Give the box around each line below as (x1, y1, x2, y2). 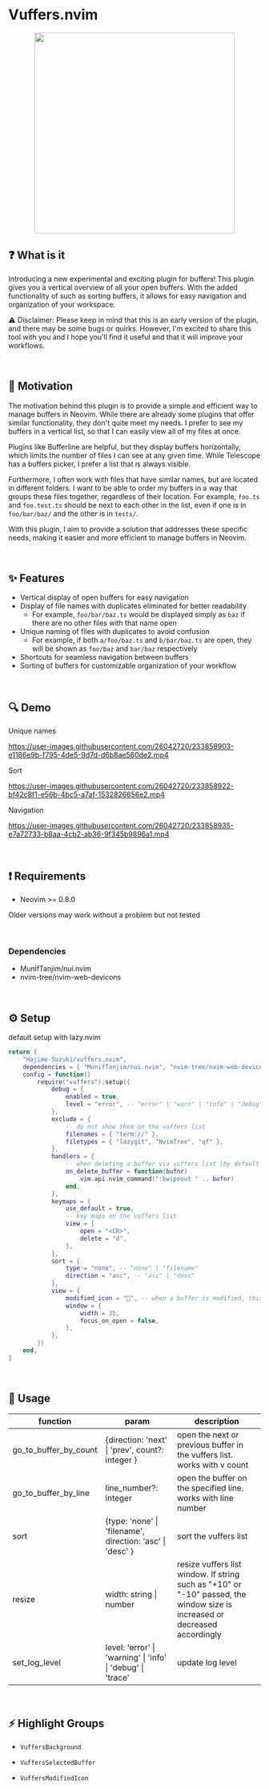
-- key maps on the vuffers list (65, 1212, 178, 1221)
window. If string (177, 1568, 240, 1580)
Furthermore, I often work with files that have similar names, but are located (8, 474, 259, 484)
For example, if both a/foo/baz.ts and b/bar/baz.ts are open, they (31, 636, 252, 645)
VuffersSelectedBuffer (19, 1759, 96, 1767)
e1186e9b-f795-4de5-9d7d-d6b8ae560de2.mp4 (8, 750, 170, 760)
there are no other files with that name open (31, 618, 178, 628)
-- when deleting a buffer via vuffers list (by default (65, 1160, 260, 1169)
